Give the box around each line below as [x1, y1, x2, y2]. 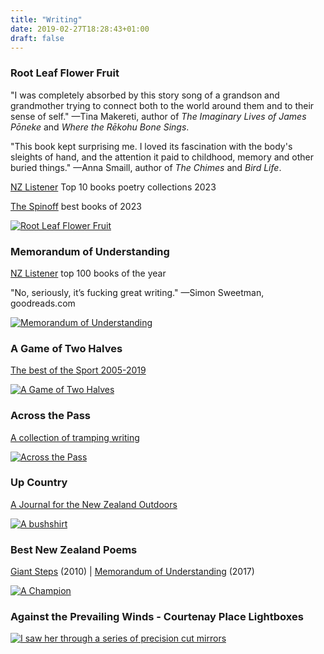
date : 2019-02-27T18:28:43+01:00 [10, 24, 150, 34]
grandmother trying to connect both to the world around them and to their [10, 99, 315, 111]
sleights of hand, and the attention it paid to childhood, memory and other [10, 151, 315, 163]
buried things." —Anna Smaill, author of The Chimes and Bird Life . [10, 161, 282, 173]
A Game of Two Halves [10, 341, 123, 355]
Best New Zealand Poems [10, 542, 138, 556]
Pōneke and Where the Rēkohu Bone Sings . [10, 121, 190, 133]
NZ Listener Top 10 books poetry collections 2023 [10, 181, 217, 193]
